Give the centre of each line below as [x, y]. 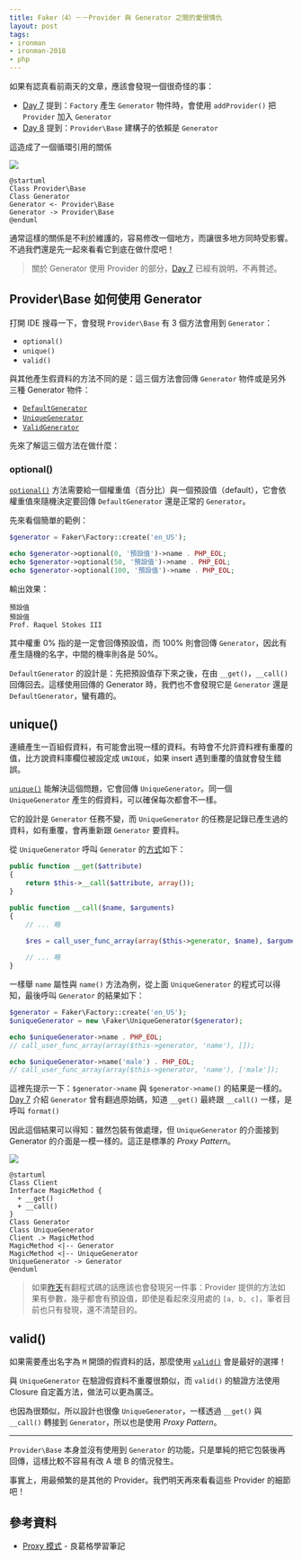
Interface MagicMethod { [56, 1191]
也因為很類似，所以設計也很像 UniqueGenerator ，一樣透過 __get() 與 [136, 1411]
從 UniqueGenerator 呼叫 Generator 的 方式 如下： [98, 849]
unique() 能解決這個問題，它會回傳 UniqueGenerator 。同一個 [121, 789]
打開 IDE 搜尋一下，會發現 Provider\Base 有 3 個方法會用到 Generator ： [141, 323]
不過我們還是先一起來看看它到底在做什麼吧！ [92, 249]
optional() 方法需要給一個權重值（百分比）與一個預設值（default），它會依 [148, 490]
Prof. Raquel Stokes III [56, 625]
